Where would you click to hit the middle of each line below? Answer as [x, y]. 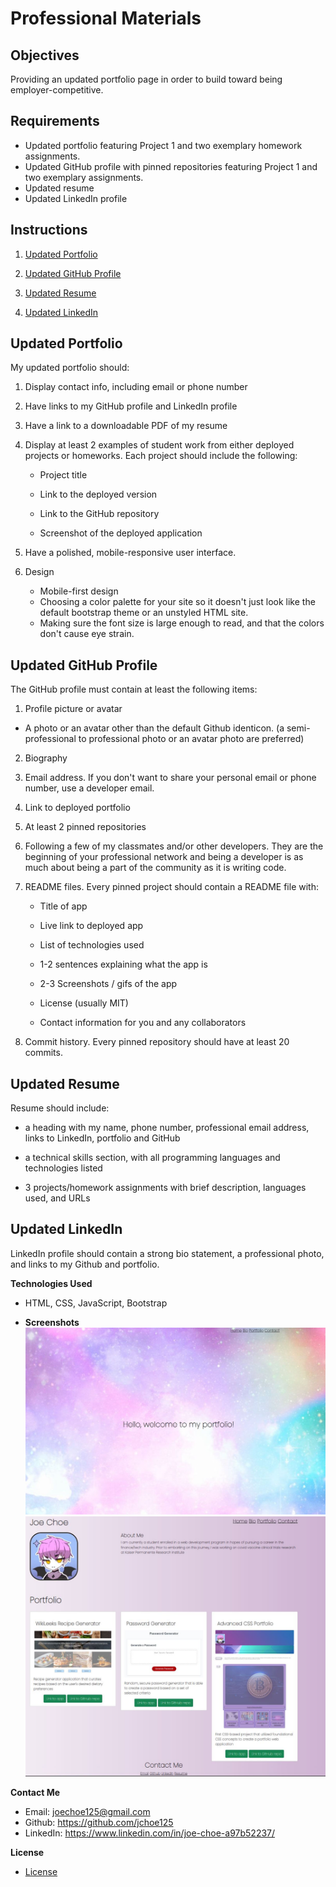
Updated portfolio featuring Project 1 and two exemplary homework [163, 145]
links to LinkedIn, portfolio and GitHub [102, 1138]
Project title [63, 475]
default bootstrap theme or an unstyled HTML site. [144, 613]
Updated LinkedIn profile [76, 198]
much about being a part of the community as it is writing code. [155, 868]
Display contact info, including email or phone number [136, 387]
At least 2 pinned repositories [85, 827]
